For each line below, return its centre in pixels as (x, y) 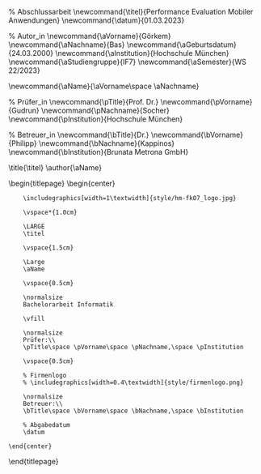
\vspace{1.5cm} (48, 248)
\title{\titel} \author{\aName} (55, 168)
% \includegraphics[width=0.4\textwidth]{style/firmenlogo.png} (133, 382)
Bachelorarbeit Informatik (68, 305)
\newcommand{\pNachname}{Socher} (105, 110)
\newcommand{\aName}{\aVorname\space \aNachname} (104, 86)
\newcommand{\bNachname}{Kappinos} (107, 143)
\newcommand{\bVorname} (197, 135)
